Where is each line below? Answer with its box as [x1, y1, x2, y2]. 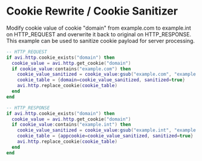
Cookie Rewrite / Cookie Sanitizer [6, 4, 178, 18]
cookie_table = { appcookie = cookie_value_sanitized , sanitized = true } [17, 133, 194, 139]
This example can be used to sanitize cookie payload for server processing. [6, 37, 195, 44]
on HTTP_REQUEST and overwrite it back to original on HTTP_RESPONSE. [6, 30, 192, 38]
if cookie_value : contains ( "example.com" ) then [11, 65, 131, 72]
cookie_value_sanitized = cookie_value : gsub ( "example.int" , [17, 127, 172, 134]
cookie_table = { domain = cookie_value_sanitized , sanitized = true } [17, 77, 186, 83]
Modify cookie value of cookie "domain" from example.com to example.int [6, 24, 192, 31]
